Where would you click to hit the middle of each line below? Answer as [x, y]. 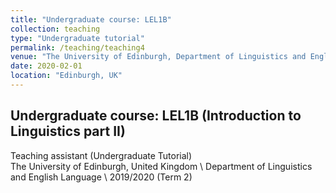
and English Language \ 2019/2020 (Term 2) [101, 177]
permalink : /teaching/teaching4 [77, 47]
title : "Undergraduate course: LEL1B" [91, 19]
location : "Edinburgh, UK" [66, 76]
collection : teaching [55, 29]
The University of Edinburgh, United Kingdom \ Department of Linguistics [161, 166]
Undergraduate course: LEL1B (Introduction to [156, 116]
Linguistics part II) [68, 131]
